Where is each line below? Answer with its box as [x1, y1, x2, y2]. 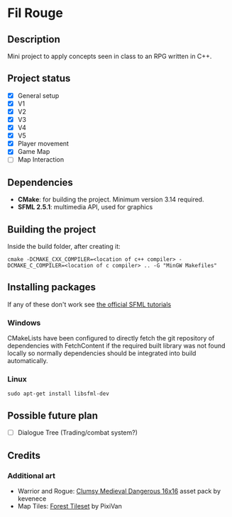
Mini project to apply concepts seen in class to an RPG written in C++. [7, 52, 212, 60]
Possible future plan [7, 409, 98, 421]
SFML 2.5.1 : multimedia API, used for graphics [17, 203, 153, 211]
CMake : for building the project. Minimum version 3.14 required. [17, 195, 204, 204]
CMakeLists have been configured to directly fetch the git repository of [7, 334, 215, 343]
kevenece [17, 494, 47, 503]
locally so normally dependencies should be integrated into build [7, 349, 197, 357]
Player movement [17, 140, 70, 148]
